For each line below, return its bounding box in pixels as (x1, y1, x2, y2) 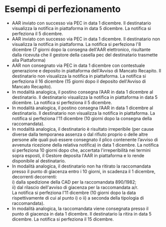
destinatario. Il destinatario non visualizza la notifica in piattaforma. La (11, 110, 155, 116)
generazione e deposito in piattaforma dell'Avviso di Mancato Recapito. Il (11, 67, 162, 73)
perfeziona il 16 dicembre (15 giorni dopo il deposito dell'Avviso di (11, 78, 146, 84)
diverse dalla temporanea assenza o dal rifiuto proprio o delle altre (11, 131, 148, 137)
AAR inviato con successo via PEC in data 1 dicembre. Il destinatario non (11, 36, 160, 42)
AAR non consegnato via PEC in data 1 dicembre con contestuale (11, 62, 145, 68)
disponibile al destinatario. (11, 158, 66, 164)
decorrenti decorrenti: (11, 174, 57, 180)
